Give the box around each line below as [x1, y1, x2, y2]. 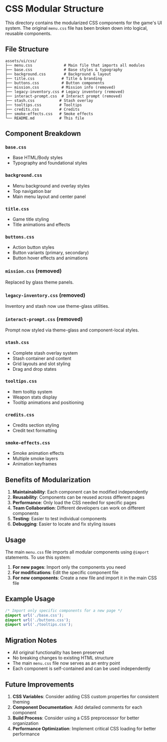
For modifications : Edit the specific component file [12, 570, 119, 576]
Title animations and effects [12, 222, 70, 228]
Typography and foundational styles [12, 160, 88, 166]
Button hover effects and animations [12, 255, 88, 261]
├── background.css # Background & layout [5, 72, 112, 77]
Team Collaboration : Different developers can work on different [12, 505, 145, 511]
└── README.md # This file [5, 115, 85, 121]
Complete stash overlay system [12, 350, 78, 356]
